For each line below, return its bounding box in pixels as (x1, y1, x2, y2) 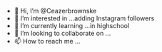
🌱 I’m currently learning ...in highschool (14, 22, 130, 30)
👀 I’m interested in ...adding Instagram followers (14, 14, 155, 22)
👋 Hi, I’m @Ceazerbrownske (14, 7, 97, 15)
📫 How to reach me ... (14, 37, 81, 45)
